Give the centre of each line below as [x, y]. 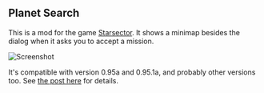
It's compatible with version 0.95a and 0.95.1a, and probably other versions [132, 72]
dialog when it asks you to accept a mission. [81, 41]
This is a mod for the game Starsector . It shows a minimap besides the [124, 32]
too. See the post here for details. [63, 80]
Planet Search [44, 13]
